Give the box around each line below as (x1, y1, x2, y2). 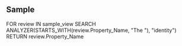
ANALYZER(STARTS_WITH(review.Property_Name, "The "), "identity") (6, 27, 177, 34)
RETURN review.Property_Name (6, 32, 84, 40)
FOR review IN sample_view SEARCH (6, 20, 96, 27)
